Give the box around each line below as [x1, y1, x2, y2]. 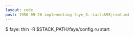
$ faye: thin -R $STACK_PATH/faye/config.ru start [5, 26, 110, 32]
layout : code [5, 7, 33, 13]
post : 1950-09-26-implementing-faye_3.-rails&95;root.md [5, 12, 129, 17]
